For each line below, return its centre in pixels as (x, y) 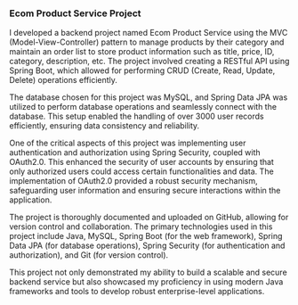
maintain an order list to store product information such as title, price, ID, (142, 52)
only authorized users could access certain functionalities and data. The (141, 171)
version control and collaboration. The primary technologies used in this (141, 227)
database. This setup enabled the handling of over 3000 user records (137, 116)
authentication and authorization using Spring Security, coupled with (135, 152)
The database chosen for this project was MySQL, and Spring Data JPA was (149, 97)
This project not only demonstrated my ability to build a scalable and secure (148, 272)
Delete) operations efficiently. (64, 80)
